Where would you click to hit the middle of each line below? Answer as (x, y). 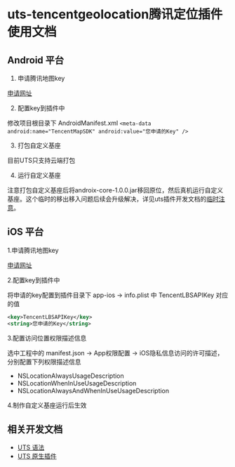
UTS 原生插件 (37, 456)
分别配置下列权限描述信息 (44, 362)
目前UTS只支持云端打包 (41, 160)
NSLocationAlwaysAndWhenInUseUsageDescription (93, 390)
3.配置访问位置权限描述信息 (47, 338)
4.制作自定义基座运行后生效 (47, 405)
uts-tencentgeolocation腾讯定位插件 (115, 14)
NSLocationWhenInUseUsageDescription (77, 383)
